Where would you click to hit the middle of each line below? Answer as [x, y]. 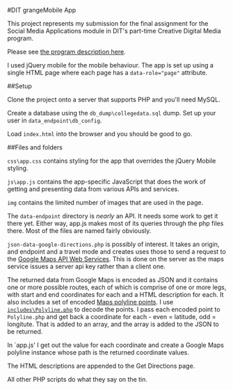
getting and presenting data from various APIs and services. [93, 189]
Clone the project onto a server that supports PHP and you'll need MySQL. [114, 99]
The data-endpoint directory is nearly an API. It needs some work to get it [113, 216]
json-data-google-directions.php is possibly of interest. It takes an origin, [113, 244]
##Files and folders [35, 147]
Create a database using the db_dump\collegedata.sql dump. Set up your [112, 113]
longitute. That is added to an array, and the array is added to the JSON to [113, 324]
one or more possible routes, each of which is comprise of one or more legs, [117, 287]
